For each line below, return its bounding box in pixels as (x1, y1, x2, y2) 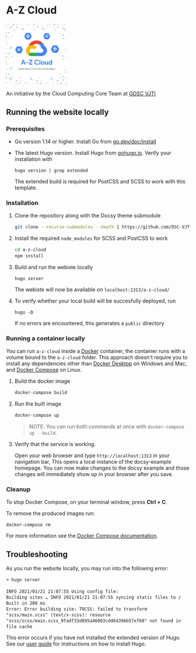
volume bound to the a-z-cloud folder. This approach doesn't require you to (6, 354, 188, 361)
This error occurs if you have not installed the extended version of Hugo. (6, 634, 181, 641)
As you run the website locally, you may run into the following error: (6, 565, 169, 572)
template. (14, 184, 38, 191)
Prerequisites (6, 124, 45, 132)
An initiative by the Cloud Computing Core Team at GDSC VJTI (6, 90, 156, 97)
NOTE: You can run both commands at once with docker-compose (29, 423, 185, 430)
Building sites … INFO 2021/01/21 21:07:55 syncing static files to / (6, 594, 181, 601)
